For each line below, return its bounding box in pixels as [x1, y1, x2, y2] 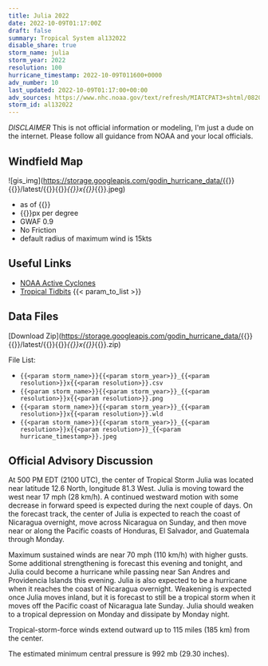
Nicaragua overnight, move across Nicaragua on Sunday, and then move [8, 517, 247, 528]
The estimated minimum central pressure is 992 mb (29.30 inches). [8, 649, 230, 659]
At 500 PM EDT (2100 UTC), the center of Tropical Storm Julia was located [8, 475, 254, 485]
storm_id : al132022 [8, 101, 73, 109]
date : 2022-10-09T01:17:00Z [8, 19, 102, 27]
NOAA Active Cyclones [19, 277, 96, 288]
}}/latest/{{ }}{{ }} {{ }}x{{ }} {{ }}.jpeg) [14, 184, 126, 193]
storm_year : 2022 [8, 57, 66, 65]
